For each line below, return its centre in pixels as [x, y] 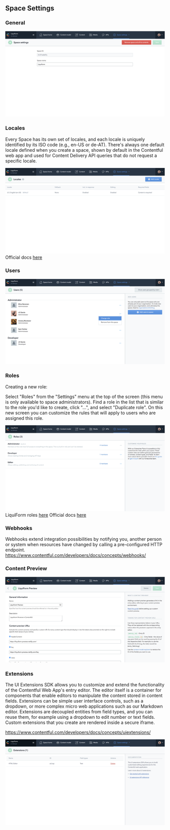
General [15, 23]
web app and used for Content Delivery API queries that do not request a [81, 155]
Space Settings [30, 8]
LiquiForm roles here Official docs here [46, 515]
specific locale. [21, 161]
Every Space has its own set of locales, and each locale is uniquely [75, 139]
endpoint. [15, 550]
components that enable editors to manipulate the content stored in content [84, 695]
